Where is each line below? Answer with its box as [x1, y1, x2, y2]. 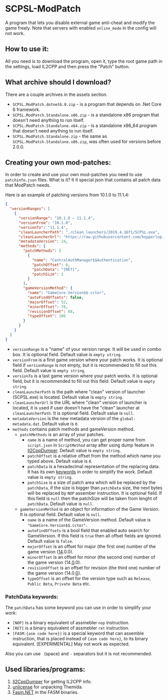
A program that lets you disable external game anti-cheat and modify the [5, 20, 155, 26]
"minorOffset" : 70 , [27, 304, 68, 309]
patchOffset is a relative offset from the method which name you [27, 453, 161, 459]
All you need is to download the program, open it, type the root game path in [5, 58, 162, 64]
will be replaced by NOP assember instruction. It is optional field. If [27, 490, 162, 496]
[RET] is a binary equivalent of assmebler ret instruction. [12, 625, 130, 631]
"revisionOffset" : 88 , [27, 309, 75, 314]
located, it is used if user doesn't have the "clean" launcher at [12, 404, 140, 410]
